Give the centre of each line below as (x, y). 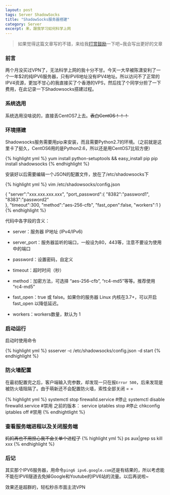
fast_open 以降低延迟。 (37, 303)
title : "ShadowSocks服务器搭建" (37, 19)
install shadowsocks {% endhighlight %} (47, 164)
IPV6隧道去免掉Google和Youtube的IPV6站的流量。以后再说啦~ (84, 476)
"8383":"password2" (27, 200)
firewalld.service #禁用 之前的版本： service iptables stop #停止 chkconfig (83, 405)
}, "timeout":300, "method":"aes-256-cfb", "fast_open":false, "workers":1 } (83, 205)
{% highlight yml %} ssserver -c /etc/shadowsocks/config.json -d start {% (83, 351)
